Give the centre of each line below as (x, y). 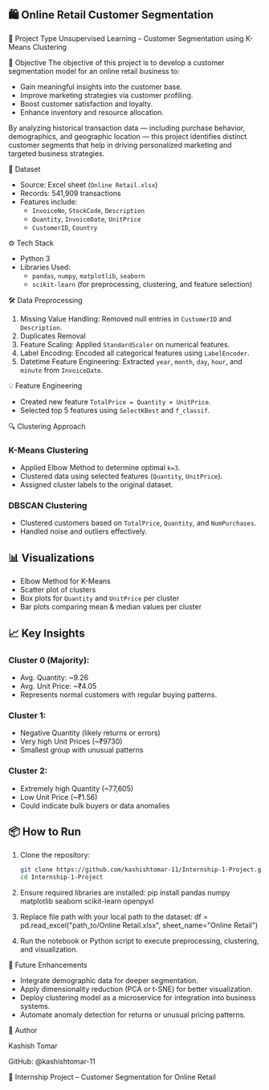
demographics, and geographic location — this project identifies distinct (128, 136)
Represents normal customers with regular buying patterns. (118, 695)
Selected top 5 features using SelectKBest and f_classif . (115, 410)
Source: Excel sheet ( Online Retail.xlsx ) (89, 184)
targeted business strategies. (57, 154)
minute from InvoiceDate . (61, 370)
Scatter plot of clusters (58, 590)
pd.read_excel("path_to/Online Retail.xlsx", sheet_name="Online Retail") (139, 925)
